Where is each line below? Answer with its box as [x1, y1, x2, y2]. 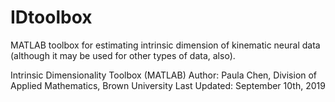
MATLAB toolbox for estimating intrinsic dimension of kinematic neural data [10, 39, 321, 51]
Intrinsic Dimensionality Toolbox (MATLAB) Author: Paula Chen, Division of [10, 69, 318, 81]
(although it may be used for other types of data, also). [10, 49, 236, 61]
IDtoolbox [10, 6, 93, 29]
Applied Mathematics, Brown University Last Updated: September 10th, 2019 [10, 79, 326, 91]
